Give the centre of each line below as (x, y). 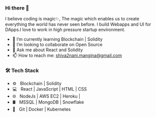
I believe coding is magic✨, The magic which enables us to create (72, 19)
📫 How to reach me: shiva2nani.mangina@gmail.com (67, 56)
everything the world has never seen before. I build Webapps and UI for (78, 24)
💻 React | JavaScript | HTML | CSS (50, 89)
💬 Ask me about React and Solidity (48, 50)
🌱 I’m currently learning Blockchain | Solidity (57, 39)
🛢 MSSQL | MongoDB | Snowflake (48, 102)
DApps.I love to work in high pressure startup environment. (65, 30)
